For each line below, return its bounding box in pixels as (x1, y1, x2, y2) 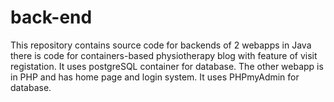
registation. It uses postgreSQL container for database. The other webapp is (10, 60, 324, 72)
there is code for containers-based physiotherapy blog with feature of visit (10, 49, 318, 61)
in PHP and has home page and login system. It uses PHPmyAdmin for (10, 71, 300, 83)
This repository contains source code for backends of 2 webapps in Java (10, 39, 312, 51)
